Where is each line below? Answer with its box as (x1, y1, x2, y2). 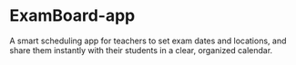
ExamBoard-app (9, 5, 136, 26)
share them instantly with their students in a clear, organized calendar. (9, 44, 273, 55)
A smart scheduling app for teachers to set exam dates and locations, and (9, 35, 287, 46)
